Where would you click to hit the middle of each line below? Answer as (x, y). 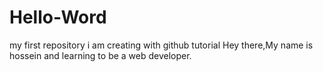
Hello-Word (58, 17)
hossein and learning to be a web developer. (100, 55)
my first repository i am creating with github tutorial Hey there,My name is (161, 45)
